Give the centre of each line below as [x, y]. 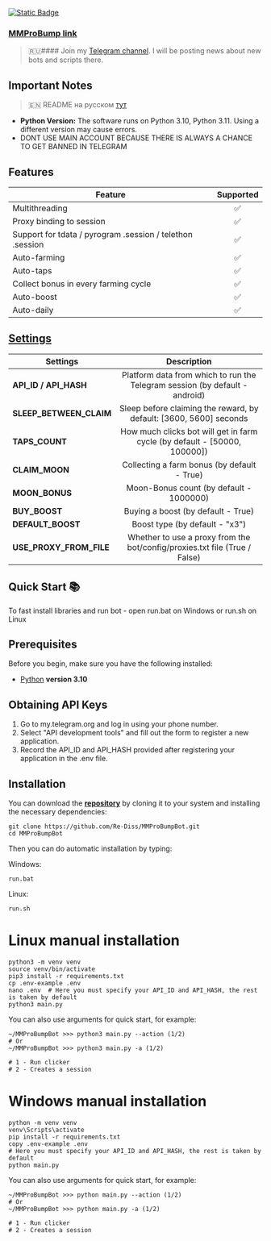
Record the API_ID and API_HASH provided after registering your [127, 750]
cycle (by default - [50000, [189, 441]
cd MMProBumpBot [35, 833]
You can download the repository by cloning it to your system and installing [134, 803]
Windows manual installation [108, 1101]
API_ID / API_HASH [50, 385]
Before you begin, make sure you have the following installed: [110, 664]
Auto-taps [32, 270]
